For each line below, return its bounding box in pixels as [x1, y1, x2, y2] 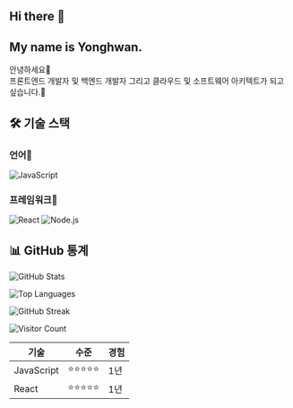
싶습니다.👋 [9, 87, 47, 98]
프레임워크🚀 [9, 194, 58, 206]
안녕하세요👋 [9, 65, 51, 75]
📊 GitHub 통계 [9, 243, 89, 258]
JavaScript [13, 364, 60, 377]
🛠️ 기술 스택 [9, 116, 70, 131]
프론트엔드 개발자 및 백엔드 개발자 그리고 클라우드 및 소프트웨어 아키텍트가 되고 [9, 75, 285, 86]
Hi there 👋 [9, 9, 65, 24]
